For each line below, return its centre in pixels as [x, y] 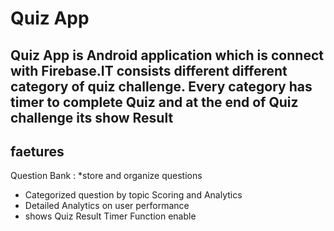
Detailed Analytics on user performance [107, 206]
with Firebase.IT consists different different [149, 70]
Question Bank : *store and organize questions [106, 176]
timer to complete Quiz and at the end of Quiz [154, 102]
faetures [37, 151]
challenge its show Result [92, 117]
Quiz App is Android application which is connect [167, 55]
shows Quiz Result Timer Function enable [110, 216]
